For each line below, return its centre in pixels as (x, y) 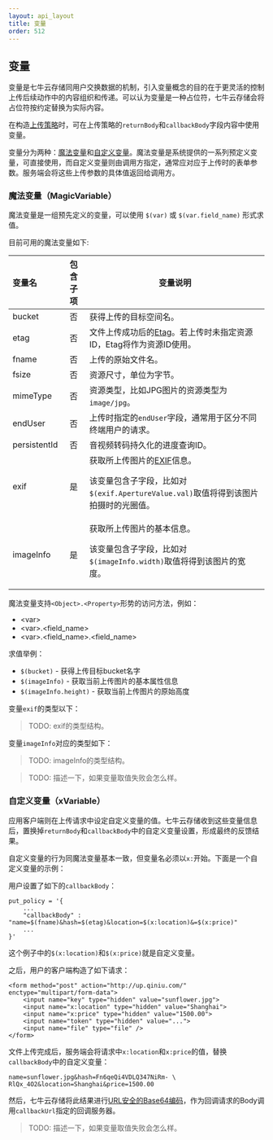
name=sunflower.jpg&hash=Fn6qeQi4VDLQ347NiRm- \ (92, 1077)
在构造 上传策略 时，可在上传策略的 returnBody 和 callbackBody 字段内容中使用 (134, 125)
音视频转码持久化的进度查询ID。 (150, 445)
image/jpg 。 (112, 402)
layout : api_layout (41, 16)
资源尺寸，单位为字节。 (134, 375)
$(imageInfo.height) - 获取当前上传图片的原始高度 (105, 691)
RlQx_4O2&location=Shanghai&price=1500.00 (81, 1084)
